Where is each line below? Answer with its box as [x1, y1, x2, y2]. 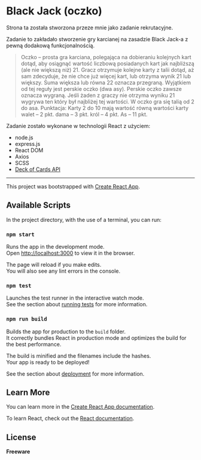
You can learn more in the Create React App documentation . [6, 403, 155, 410]
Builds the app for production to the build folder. [6, 328, 126, 335]
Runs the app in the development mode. [6, 243, 105, 251]
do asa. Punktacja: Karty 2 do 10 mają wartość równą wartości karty [20, 104, 189, 111]
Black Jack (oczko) [6, 4, 103, 18]
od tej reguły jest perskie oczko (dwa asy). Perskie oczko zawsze [20, 85, 182, 92]
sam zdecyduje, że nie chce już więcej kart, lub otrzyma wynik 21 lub [20, 72, 191, 80]
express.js [14, 140, 41, 147]
